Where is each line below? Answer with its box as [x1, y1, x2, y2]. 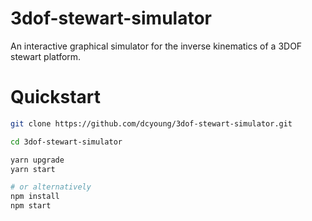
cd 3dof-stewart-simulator [10, 137, 123, 147]
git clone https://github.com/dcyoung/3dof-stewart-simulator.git [10, 118, 293, 129]
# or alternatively [10, 182, 92, 192]
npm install [10, 192, 60, 202]
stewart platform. [10, 50, 82, 62]
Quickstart [10, 86, 102, 109]
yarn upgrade [10, 155, 65, 165]
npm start [10, 201, 52, 211]
